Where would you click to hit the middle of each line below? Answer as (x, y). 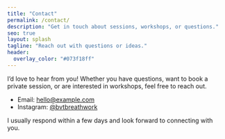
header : (18, 53)
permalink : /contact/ (39, 20)
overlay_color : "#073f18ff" (54, 59)
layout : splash (29, 40)
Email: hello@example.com (56, 99)
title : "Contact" (32, 14)
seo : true (22, 33)
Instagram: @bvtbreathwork (57, 107)
